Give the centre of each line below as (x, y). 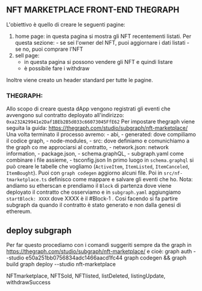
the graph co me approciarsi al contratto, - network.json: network (87, 147)
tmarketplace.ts (27, 180)
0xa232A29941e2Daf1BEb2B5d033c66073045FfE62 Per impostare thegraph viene (100, 122)
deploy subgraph (39, 230)
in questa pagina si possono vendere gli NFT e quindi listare (98, 62)
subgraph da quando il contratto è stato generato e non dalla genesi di (94, 205)
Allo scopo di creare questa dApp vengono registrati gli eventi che (88, 109)
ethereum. (19, 211)
